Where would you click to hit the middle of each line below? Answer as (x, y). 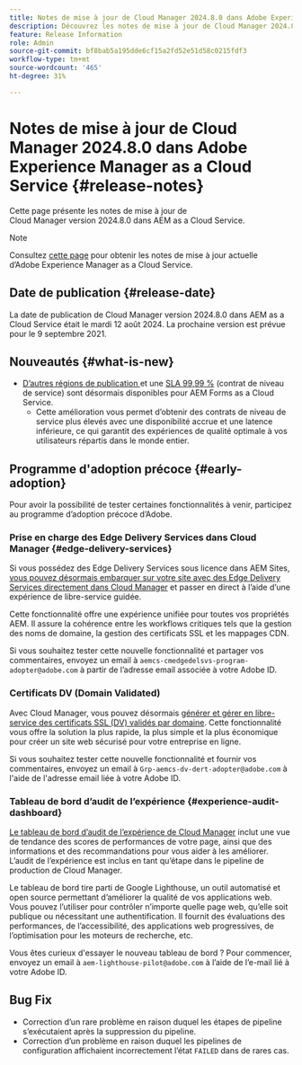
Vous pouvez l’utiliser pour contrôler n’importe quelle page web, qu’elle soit (149, 907)
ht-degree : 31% (38, 76)
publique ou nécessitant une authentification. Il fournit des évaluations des (147, 917)
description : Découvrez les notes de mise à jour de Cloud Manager (138, 26)
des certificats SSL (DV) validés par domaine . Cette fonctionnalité (160, 722)
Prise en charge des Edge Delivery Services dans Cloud (133, 537)
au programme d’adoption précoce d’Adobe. (91, 514)
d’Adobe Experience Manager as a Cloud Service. (101, 264)
